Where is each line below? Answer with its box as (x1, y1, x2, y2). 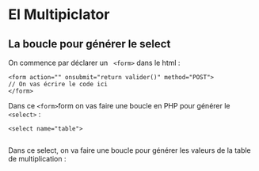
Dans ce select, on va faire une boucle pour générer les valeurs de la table (8, 146, 251, 155)
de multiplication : (8, 154, 67, 163)
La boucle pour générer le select (8, 37, 171, 51)
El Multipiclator (8, 6, 110, 24)
